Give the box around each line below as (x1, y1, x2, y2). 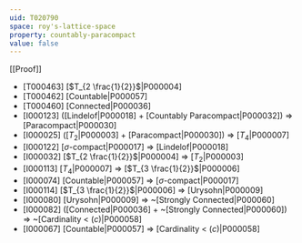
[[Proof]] (9, 64, 43, 75)
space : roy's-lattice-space (9, 22, 116, 31)
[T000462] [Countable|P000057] (22, 91, 148, 102)
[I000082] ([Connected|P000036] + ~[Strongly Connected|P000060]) (22, 204, 288, 215)
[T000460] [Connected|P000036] (22, 101, 152, 112)
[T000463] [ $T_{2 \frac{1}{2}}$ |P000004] (22, 81, 182, 92)
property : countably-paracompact (9, 30, 136, 39)
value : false (9, 38, 59, 48)
